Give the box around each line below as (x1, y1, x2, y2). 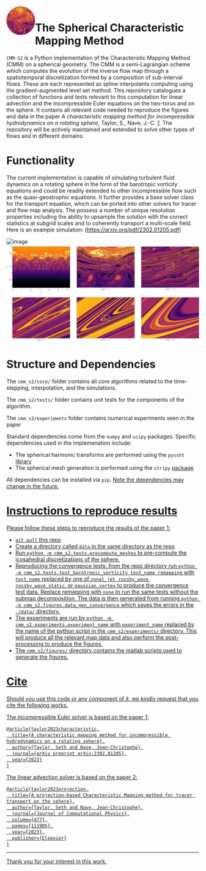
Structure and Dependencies (6, 358, 156, 371)
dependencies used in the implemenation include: (6, 439, 132, 447)
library (15, 458, 32, 465)
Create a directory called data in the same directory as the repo (15, 542, 175, 550)
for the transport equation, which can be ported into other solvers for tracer (6, 200, 197, 207)
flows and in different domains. (6, 132, 84, 140)
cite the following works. (6, 701, 68, 709)
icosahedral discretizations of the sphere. (15, 556, 120, 563)
